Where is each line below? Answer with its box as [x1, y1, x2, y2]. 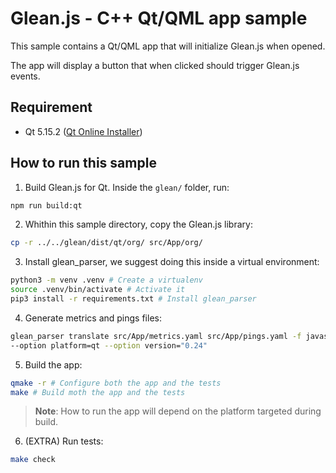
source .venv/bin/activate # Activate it [10, 285, 186, 295]
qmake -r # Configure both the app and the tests [10, 378, 222, 388]
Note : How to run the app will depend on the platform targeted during [34, 405, 322, 417]
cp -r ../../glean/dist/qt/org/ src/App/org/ [10, 238, 203, 248]
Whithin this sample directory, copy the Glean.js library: [24, 218, 253, 231]
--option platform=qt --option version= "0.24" [10, 340, 208, 351]
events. [10, 70, 41, 82]
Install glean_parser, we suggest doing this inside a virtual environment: [24, 256, 320, 268]
